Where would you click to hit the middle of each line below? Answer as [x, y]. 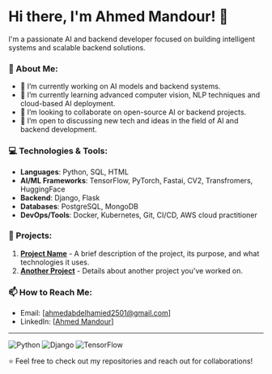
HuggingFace [42, 189]
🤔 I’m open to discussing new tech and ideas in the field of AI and [129, 121]
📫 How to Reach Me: [51, 292]
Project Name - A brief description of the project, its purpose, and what [140, 253]
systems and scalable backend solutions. [77, 47]
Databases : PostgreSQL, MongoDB [79, 206]
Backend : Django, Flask [60, 197]
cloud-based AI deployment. [68, 104]
